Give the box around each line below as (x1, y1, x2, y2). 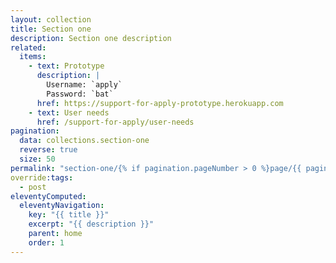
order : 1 (28, 237, 65, 248)
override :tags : (10, 172, 74, 183)
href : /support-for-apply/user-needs (36, 117, 195, 127)
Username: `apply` (46, 80, 123, 90)
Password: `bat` (46, 89, 114, 99)
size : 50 (19, 154, 56, 164)
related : (10, 42, 47, 53)
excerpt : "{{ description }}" (28, 219, 155, 230)
